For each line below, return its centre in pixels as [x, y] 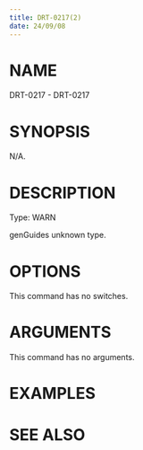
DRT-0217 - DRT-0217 [50, 95]
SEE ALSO [47, 434]
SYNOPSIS [50, 132]
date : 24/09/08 [38, 26]
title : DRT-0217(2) [46, 18]
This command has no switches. [69, 296]
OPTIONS [45, 271]
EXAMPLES [52, 394]
